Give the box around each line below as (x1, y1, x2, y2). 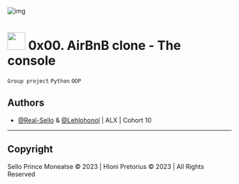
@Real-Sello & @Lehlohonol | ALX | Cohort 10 (17, 116, 152, 124)
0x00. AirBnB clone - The (28, 38, 181, 53)
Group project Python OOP (7, 77, 82, 85)
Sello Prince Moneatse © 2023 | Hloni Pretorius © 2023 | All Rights (7, 162, 205, 170)
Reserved (7, 170, 36, 178)
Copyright (7, 143, 53, 155)
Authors (7, 97, 45, 109)
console (7, 53, 56, 69)
